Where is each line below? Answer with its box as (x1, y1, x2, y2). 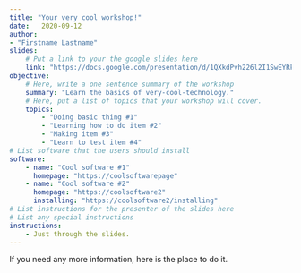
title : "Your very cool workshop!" (9, 13, 142, 22)
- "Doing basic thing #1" (41, 113, 139, 122)
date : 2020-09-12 (9, 21, 82, 30)
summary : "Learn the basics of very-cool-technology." (25, 88, 235, 97)
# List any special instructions (9, 212, 134, 222)
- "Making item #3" (41, 130, 115, 139)
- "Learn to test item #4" (41, 138, 142, 147)
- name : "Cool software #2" (25, 180, 130, 189)
